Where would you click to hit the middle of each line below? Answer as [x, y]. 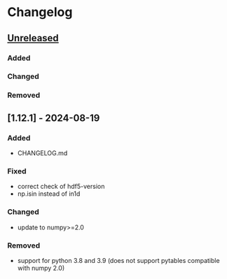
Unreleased [33, 38]
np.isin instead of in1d [49, 194]
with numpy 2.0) [41, 268]
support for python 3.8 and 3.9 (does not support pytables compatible [118, 260]
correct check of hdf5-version [61, 187]
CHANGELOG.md [42, 153]
